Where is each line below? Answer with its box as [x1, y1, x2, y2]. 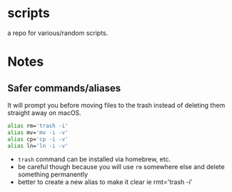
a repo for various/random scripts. [7, 29, 109, 37]
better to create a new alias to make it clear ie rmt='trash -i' [17, 178, 193, 186]
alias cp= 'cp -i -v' [7, 136, 69, 143]
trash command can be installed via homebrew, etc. [17, 155, 171, 163]
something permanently [17, 170, 89, 179]
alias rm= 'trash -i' [7, 122, 69, 129]
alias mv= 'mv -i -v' [7, 128, 69, 136]
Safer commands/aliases [7, 82, 121, 94]
